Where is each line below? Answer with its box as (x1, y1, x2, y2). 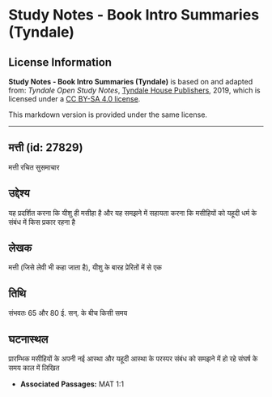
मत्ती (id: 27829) (8, 140, 83, 155)
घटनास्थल (8, 332, 49, 346)
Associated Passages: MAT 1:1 (19, 379, 124, 389)
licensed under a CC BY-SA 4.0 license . (8, 94, 141, 103)
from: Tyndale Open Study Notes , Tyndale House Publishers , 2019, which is (8, 85, 261, 95)
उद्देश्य (8, 187, 30, 201)
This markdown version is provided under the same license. (8, 110, 208, 119)
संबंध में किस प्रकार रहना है (8, 217, 75, 227)
